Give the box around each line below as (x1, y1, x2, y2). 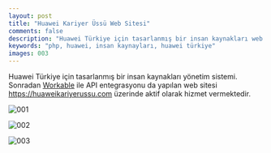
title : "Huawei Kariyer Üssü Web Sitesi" (8, 19, 151, 28)
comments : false (8, 27, 63, 35)
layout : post (8, 11, 53, 20)
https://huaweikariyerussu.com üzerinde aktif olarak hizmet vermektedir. (8, 89, 252, 98)
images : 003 (8, 49, 49, 57)
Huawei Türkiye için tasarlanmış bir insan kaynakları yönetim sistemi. (8, 72, 238, 81)
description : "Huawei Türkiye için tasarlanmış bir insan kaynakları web (8, 34, 264, 43)
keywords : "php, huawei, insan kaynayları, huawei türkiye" (8, 42, 217, 50)
